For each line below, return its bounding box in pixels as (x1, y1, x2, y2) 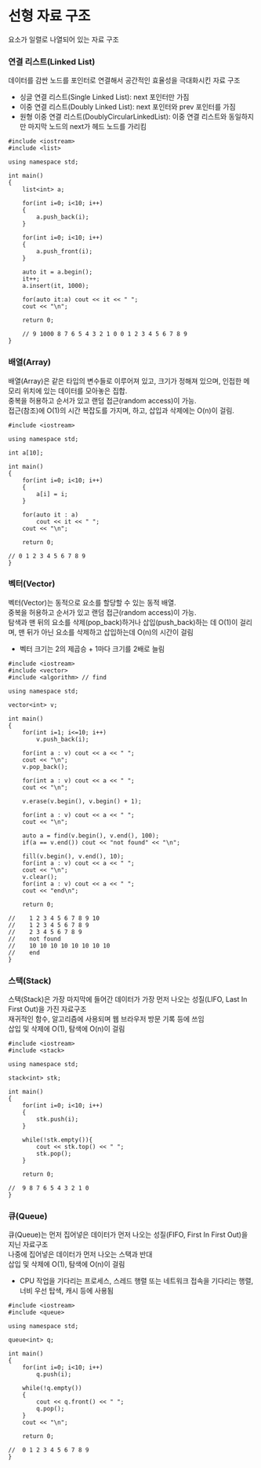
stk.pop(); (36, 1150, 72, 1158)
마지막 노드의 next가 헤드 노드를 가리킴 (27, 122, 147, 131)
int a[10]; (8, 449, 44, 457)
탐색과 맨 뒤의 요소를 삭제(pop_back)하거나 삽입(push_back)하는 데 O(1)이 (8, 617, 238, 627)
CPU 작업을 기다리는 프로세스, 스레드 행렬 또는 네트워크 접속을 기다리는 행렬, (19, 1276, 254, 1286)
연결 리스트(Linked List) (8, 56, 96, 67)
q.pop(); (36, 1405, 65, 1413)
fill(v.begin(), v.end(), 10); (22, 852, 125, 860)
